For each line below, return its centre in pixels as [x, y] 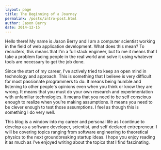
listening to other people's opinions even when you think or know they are [79, 87]
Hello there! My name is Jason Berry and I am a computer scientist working [80, 41]
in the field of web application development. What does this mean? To [75, 46]
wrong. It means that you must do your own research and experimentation [79, 92]
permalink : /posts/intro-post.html [41, 18]
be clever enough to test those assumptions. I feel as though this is [72, 107]
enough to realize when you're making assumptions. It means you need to [79, 102]
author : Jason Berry [26, 23]
